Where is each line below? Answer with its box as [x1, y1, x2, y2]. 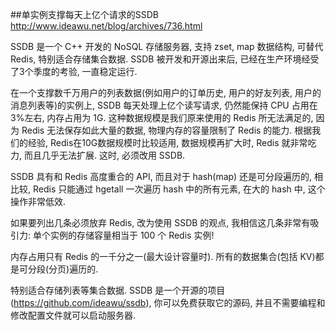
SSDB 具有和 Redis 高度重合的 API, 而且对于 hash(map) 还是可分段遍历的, [10, 171, 313, 182]
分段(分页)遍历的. [27, 263, 99, 275]
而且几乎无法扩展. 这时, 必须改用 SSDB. [23, 149, 186, 161]
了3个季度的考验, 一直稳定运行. [10, 66, 138, 77]
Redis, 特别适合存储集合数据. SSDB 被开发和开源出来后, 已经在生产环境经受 [10, 53, 320, 65]
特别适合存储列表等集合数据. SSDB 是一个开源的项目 [10, 284, 226, 296]
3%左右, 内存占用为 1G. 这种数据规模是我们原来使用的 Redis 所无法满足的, [10, 112, 314, 123]
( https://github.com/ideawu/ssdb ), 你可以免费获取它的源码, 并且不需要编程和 [10, 297, 326, 308]
